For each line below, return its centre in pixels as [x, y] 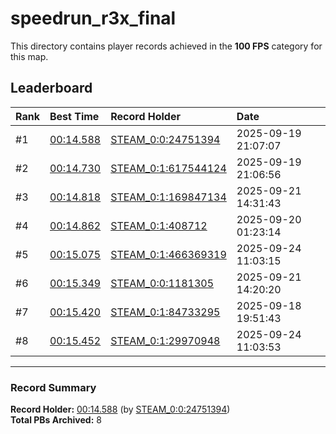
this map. [29, 56]
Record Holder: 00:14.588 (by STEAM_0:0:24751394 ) [120, 409]
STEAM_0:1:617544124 [168, 168]
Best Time [74, 116]
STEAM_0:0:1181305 [162, 283]
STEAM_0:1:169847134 [168, 197]
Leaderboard [51, 88]
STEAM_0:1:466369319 [168, 254]
